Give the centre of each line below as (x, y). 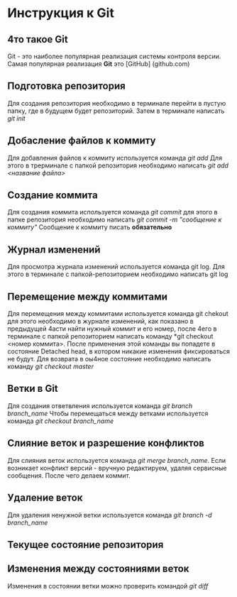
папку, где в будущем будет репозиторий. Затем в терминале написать (116, 111)
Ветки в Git (33, 389)
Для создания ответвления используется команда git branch (100, 405)
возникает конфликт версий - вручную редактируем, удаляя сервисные (117, 468)
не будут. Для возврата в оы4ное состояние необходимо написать (109, 359)
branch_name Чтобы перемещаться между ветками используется (108, 413)
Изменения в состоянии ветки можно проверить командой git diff (108, 586)
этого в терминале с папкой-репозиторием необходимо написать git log (118, 274)
